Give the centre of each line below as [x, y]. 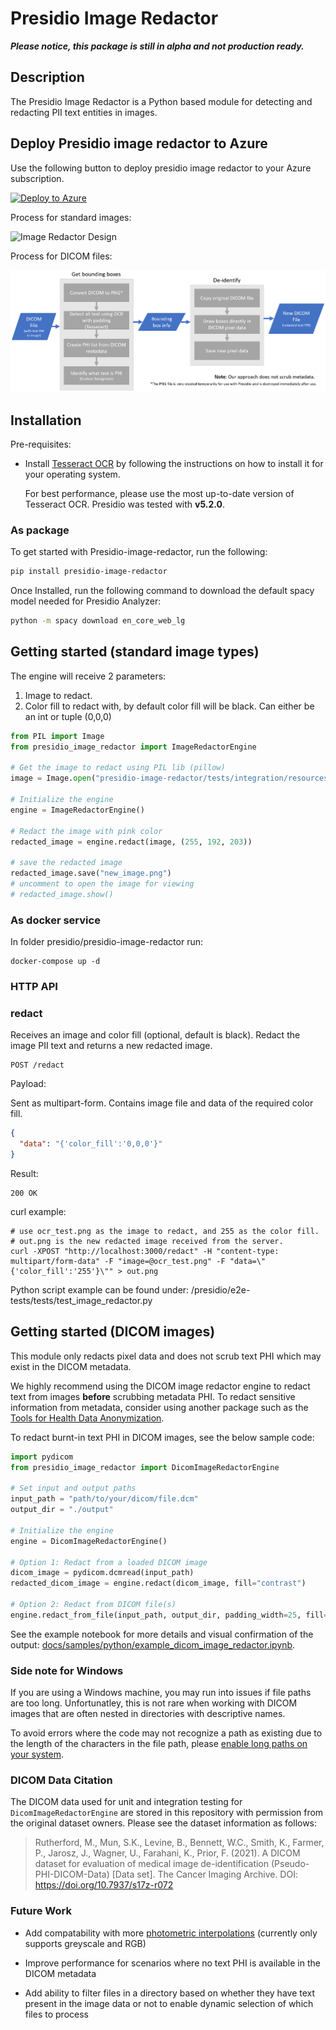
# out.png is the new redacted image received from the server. [147, 1241]
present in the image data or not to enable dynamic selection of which [169, 2003]
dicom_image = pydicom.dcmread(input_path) [102, 1573]
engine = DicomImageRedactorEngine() [89, 1541]
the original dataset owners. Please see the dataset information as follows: [164, 1823]
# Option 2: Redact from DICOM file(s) [93, 1605]
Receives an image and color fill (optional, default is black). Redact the [155, 1035]
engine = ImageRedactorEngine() [77, 810]
